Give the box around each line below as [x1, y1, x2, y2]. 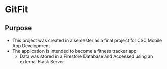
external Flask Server [19, 59, 64, 64]
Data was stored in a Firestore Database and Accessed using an [19, 53, 153, 59]
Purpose [5, 24, 32, 32]
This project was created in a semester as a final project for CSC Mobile [12, 37, 162, 43]
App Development [12, 43, 50, 49]
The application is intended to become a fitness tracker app [12, 48, 137, 54]
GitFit [5, 4, 28, 15]
